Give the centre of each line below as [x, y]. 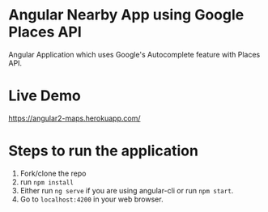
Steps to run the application [103, 151]
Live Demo [45, 96]
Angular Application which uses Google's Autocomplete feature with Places [134, 54]
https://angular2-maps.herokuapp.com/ [74, 118]
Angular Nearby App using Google [126, 15]
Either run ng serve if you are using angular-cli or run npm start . [127, 190]
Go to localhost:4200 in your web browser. [91, 199]
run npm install [47, 182]
